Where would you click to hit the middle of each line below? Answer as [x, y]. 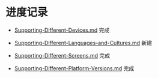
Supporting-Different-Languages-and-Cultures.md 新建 [83, 43]
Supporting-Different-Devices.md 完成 [62, 30]
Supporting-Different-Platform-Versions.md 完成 [74, 68]
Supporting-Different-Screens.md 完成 [62, 55]
